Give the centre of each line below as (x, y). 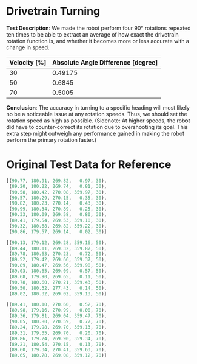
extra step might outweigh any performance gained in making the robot (95, 133)
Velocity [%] (28, 62)
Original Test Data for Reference (89, 165)
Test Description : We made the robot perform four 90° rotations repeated (98, 28)
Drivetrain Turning (53, 11)
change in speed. (28, 47)
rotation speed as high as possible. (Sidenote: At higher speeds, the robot (98, 121)
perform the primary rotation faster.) (52, 140)
